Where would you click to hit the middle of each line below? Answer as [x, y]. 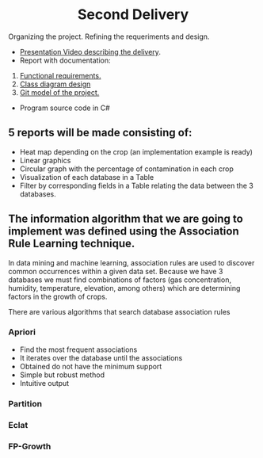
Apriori [22, 332]
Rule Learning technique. [72, 244]
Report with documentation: [65, 60]
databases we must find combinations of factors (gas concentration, [120, 280]
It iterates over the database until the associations [101, 357]
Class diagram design [55, 84]
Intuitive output [44, 383]
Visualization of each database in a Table [87, 177]
